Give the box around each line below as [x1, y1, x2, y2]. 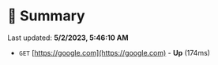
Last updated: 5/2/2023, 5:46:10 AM [7, 33, 129, 42]
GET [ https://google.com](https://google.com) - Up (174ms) [18, 48, 211, 57]
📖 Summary [7, 7, 85, 25]
